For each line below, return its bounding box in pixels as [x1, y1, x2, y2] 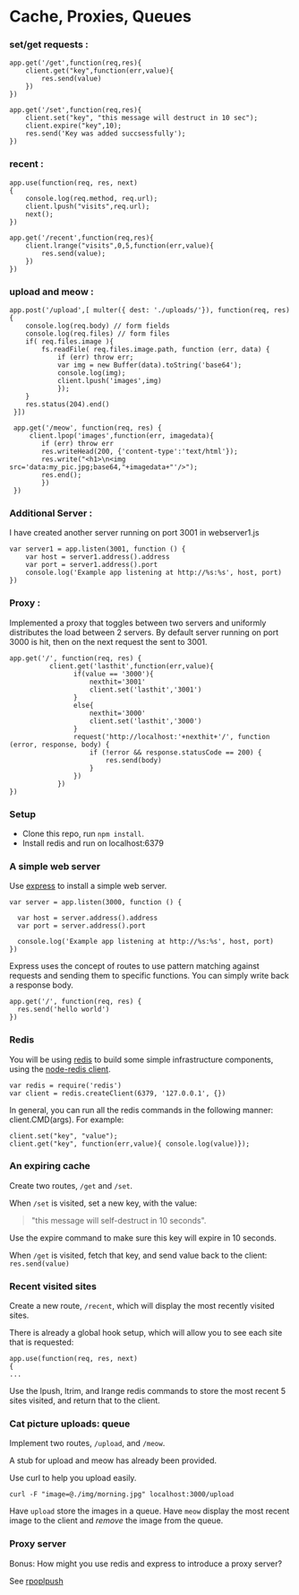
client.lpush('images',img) [56, 377, 163, 386]
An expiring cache [9, 1160, 91, 1172]
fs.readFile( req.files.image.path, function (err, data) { [41, 345, 270, 354]
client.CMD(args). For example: [9, 1114, 124, 1125]
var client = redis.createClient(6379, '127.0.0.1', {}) [9, 1088, 226, 1098]
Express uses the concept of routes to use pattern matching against [9, 961, 260, 972]
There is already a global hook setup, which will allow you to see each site [9, 1328, 283, 1338]
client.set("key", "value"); [9, 1131, 118, 1140]
